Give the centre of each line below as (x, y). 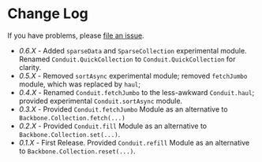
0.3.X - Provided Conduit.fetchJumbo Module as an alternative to (123, 109)
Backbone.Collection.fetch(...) (72, 118)
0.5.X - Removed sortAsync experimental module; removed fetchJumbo (133, 75)
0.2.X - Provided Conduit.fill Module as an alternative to (113, 126)
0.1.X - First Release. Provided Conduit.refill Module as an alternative (134, 142)
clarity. (30, 67)
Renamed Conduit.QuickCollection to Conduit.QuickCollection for (127, 59)
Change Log (48, 14)
